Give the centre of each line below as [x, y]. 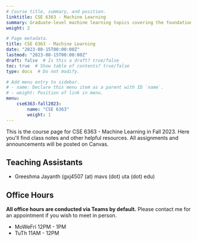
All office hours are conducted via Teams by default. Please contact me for [98, 209]
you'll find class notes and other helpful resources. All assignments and [92, 138]
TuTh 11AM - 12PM [37, 233]
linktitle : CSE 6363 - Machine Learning [56, 17]
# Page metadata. [27, 39]
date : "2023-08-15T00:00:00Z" [43, 50]
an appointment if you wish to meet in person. [62, 216]
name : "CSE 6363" [48, 109]
